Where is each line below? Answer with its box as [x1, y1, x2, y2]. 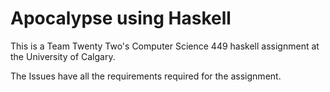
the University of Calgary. [10, 50, 116, 62]
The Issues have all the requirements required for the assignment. [10, 70, 282, 82]
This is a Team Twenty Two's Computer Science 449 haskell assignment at [10, 40, 320, 52]
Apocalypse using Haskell [10, 7, 232, 30]
